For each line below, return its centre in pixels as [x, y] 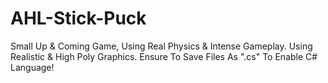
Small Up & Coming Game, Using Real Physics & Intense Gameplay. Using [161, 46]
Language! [32, 67]
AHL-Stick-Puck [78, 18]
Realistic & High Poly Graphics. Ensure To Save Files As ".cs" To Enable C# [164, 56]
